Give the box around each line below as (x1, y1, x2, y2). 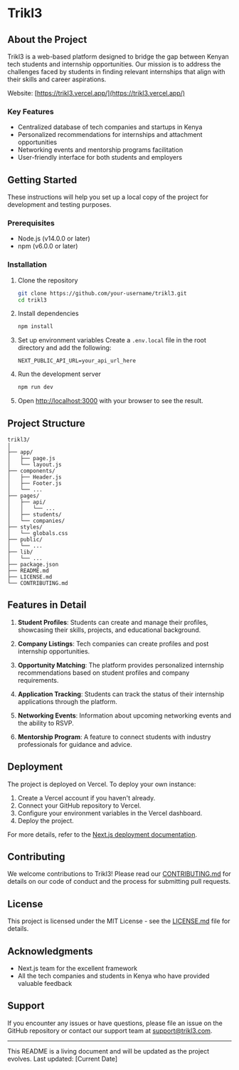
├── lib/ (7, 549, 33, 556)
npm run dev (17, 384, 53, 391)
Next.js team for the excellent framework (17, 964, 137, 973)
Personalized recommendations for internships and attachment (17, 131, 203, 139)
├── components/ (7, 467, 55, 475)
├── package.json (7, 561, 59, 569)
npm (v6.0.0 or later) (17, 242, 78, 250)
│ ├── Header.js (7, 474, 62, 481)
